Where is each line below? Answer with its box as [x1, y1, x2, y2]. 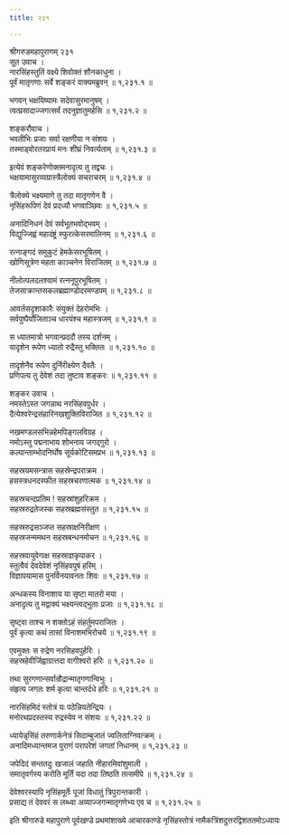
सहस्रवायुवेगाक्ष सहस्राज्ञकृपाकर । [9, 550, 103, 561]
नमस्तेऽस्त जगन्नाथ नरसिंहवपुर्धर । [9, 398, 107, 408]
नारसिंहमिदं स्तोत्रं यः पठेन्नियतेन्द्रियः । [9, 701, 113, 712]
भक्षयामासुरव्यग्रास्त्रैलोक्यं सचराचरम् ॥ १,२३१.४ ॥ [9, 171, 151, 182]
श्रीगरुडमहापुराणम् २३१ [9, 46, 74, 57]
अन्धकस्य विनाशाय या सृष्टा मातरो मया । [9, 588, 125, 599]
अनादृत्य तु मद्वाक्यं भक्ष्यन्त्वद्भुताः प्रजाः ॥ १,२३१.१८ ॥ [9, 599, 163, 609]
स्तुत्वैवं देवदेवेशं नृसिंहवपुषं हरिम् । [9, 560, 104, 571]
